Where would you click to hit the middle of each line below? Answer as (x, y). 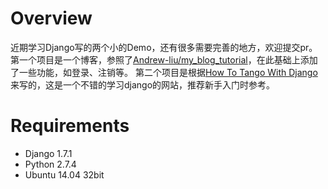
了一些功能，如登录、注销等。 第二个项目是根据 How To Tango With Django (164, 72)
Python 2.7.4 (50, 164)
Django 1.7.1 (48, 153)
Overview (51, 18)
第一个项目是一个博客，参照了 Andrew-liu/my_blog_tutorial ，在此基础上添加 (164, 59)
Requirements (70, 126)
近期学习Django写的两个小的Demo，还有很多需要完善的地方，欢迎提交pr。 (164, 47)
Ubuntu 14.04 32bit (64, 174)
